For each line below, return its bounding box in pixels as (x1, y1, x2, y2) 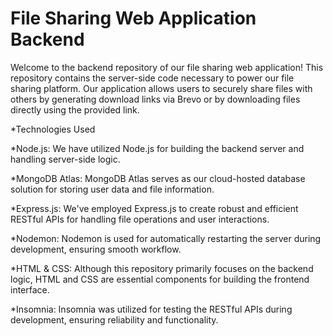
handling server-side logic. (10, 153, 121, 165)
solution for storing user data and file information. (10, 183, 215, 195)
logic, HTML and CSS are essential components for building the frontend (10, 273, 310, 285)
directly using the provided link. (10, 103, 140, 116)
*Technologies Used (10, 123, 96, 135)
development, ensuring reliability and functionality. (10, 313, 219, 326)
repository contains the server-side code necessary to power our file (10, 72, 295, 84)
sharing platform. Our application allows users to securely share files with (10, 82, 313, 94)
